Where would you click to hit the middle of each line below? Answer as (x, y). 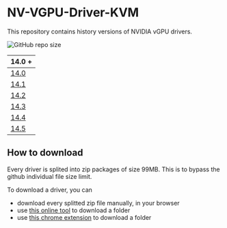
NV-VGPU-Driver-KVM (73, 13)
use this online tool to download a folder (74, 210)
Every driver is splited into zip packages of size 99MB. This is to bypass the (113, 169)
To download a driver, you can (50, 190)
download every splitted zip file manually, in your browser (98, 203)
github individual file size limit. (50, 176)
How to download (45, 153)
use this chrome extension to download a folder (84, 217)
